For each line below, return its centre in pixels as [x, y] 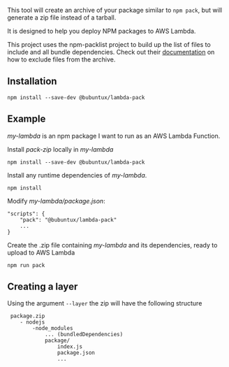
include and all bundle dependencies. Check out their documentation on [111, 52]
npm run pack [26, 265]
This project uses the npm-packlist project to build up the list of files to [109, 44]
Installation [32, 81]
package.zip [28, 316]
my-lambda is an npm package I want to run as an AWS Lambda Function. [114, 136]
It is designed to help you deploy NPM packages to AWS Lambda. [102, 31]
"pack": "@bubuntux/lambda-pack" [68, 220]
